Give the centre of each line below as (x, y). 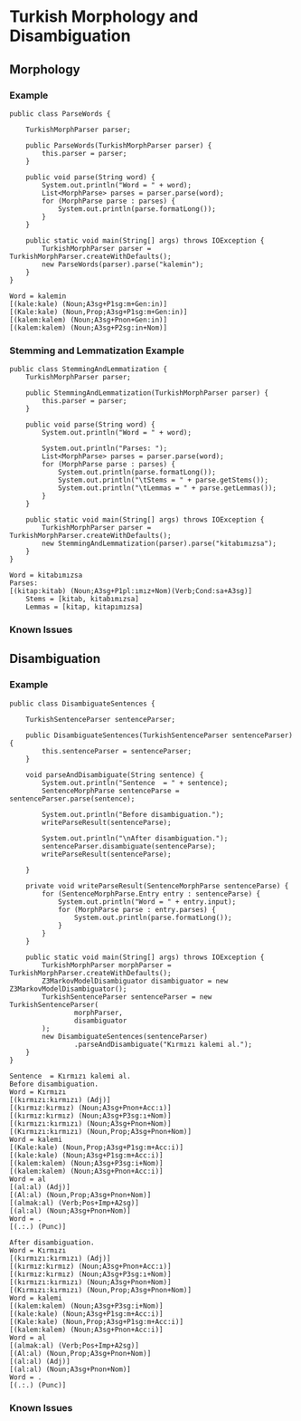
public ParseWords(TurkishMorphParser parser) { (119, 145)
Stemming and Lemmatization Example (97, 350)
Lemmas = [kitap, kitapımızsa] (85, 607)
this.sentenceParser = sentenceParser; (117, 751)
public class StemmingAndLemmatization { (89, 370)
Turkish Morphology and (104, 17)
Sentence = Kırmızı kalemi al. (70, 1076)
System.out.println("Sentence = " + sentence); (135, 783)
